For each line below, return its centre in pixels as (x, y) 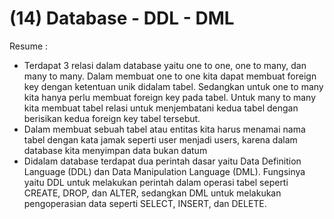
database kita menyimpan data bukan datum (115, 150)
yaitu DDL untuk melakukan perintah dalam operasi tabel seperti (156, 182)
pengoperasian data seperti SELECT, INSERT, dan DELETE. (145, 203)
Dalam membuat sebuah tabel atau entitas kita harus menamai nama (164, 129)
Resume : (29, 46)
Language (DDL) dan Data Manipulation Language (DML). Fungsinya (164, 171)
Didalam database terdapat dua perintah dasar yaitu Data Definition (162, 161)
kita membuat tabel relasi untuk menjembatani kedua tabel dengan (161, 108)
